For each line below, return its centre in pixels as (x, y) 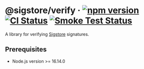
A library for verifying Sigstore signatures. (47, 34)
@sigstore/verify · (43, 10)
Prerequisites (26, 49)
